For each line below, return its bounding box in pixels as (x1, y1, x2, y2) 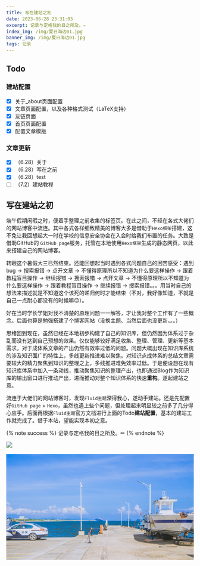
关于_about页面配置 (14, 97, 63, 104)
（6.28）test (14, 174, 46, 181)
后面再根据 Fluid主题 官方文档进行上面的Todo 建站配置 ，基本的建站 (26, 409, 187, 417)
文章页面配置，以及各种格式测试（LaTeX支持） (14, 105, 129, 112)
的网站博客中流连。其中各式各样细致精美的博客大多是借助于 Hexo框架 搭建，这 (6, 224, 193, 232)
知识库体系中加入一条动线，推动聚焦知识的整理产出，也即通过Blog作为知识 (6, 367, 189, 374)
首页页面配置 (14, 120, 46, 127)
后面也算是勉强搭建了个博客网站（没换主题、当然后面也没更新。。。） (16, 317, 181, 324)
